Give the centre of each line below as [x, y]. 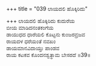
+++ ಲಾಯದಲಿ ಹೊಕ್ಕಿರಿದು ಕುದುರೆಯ [41, 21]
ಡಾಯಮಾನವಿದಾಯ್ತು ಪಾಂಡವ [33, 48]
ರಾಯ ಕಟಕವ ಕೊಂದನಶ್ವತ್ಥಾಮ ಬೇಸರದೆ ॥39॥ [48, 55]
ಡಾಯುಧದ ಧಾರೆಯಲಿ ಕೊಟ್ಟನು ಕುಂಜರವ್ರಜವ [46, 35]
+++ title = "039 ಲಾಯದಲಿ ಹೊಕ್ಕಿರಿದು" [47, 9]
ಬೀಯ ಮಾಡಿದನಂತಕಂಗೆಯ [30, 28]
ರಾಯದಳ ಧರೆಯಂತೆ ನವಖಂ [31, 41]
